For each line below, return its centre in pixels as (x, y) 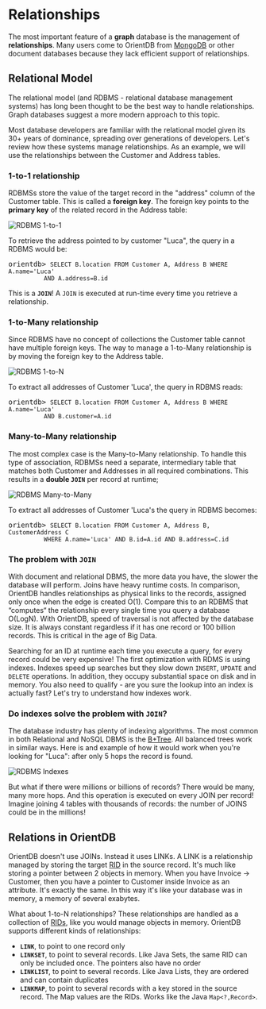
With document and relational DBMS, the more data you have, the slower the (133, 576)
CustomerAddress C (39, 532)
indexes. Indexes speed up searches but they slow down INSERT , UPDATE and (132, 668)
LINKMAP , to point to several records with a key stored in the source (128, 988)
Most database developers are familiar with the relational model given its (127, 129)
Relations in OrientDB (62, 837)
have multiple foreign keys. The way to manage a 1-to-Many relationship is (130, 348)
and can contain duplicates (64, 980)
